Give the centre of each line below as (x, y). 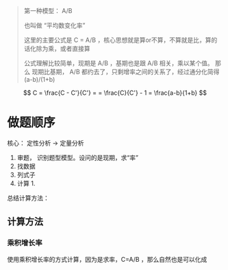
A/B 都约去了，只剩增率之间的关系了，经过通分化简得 (144, 72)
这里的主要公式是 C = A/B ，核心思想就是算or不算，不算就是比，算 (117, 40)
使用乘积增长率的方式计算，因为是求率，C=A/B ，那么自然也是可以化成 (107, 259)
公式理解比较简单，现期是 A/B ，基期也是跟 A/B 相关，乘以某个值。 (118, 63)
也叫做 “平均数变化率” (54, 25)
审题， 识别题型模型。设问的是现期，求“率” (78, 157)
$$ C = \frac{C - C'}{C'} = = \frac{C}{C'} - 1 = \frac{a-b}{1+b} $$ (115, 93)
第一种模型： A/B (48, 11)
